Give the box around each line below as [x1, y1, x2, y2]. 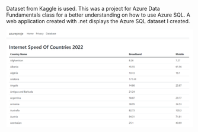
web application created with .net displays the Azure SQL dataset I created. [6, 18, 190, 24]
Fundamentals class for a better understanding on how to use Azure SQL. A [6, 11, 191, 18]
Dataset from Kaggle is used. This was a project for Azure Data [6, 5, 160, 12]
